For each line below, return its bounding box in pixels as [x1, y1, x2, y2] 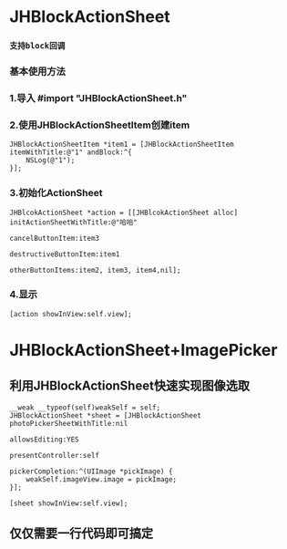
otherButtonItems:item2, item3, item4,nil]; [9, 265, 181, 274]
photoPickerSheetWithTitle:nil [9, 419, 128, 428]
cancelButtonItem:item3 [9, 233, 100, 243]
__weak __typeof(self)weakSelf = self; [9, 403, 161, 412]
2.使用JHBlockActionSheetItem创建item [9, 119, 190, 131]
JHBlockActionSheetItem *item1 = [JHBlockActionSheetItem [9, 140, 234, 150]
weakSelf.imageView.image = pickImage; [26, 474, 178, 484]
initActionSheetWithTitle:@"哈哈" [9, 217, 138, 227]
